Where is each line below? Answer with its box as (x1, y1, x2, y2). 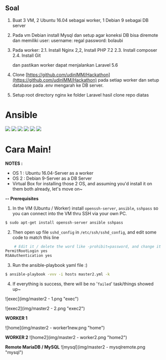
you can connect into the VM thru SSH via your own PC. (12, 210, 127, 216)
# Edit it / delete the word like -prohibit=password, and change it (14, 244, 162, 249)
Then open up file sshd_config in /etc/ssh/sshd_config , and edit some (12, 229, 157, 235)
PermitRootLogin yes (5, 248, 48, 253)
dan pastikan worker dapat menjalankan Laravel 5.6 (12, 62, 118, 68)
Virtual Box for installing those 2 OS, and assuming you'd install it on (12, 180, 153, 186)
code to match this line (12, 234, 60, 240)
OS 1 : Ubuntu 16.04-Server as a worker (12, 170, 93, 176)
